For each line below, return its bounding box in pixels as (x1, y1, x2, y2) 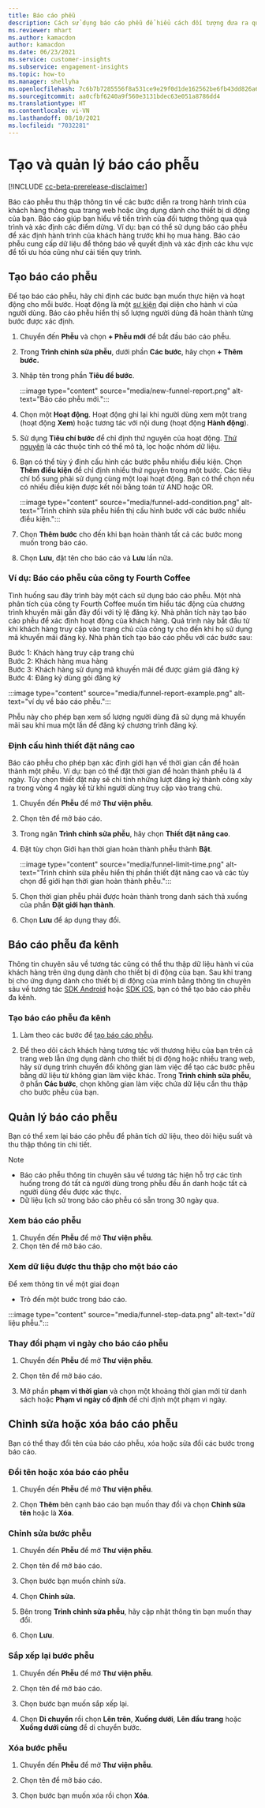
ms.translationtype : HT (8, 99, 87, 107)
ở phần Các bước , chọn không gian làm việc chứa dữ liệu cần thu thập (19, 1079, 248, 1089)
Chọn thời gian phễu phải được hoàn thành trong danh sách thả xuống (19, 892, 248, 901)
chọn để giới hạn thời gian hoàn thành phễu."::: (19, 877, 172, 886)
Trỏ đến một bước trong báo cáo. (19, 1294, 128, 1304)
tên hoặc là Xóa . (19, 1508, 74, 1518)
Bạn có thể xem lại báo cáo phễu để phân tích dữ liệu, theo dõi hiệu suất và (8, 1132, 252, 1141)
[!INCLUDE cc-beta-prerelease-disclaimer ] (8, 182, 147, 191)
